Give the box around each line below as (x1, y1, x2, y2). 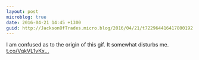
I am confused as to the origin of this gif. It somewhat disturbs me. (6, 41, 169, 48)
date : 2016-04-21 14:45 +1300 (6, 19, 82, 25)
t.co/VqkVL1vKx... (6, 48, 49, 55)
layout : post (6, 8, 39, 15)
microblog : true (6, 14, 46, 20)
